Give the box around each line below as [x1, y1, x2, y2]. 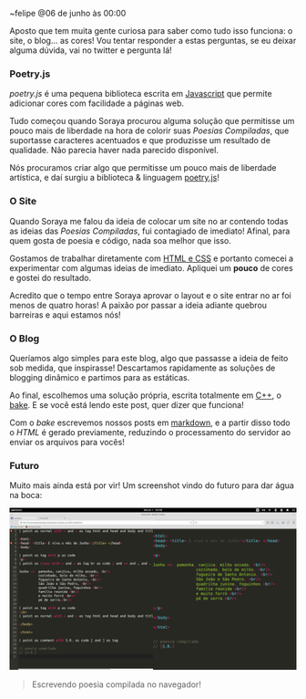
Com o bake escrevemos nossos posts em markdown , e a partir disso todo [9, 417, 291, 428]
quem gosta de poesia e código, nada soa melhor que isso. [9, 235, 232, 245]
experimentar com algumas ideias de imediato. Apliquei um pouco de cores [9, 262, 293, 273]
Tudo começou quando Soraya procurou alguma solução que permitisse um [9, 116, 295, 127]
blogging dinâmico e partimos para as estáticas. [9, 371, 190, 382]
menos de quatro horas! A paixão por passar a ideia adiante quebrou [9, 299, 267, 310]
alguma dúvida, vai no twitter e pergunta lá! [9, 45, 173, 56]
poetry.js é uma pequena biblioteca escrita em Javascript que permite [9, 89, 272, 99]
